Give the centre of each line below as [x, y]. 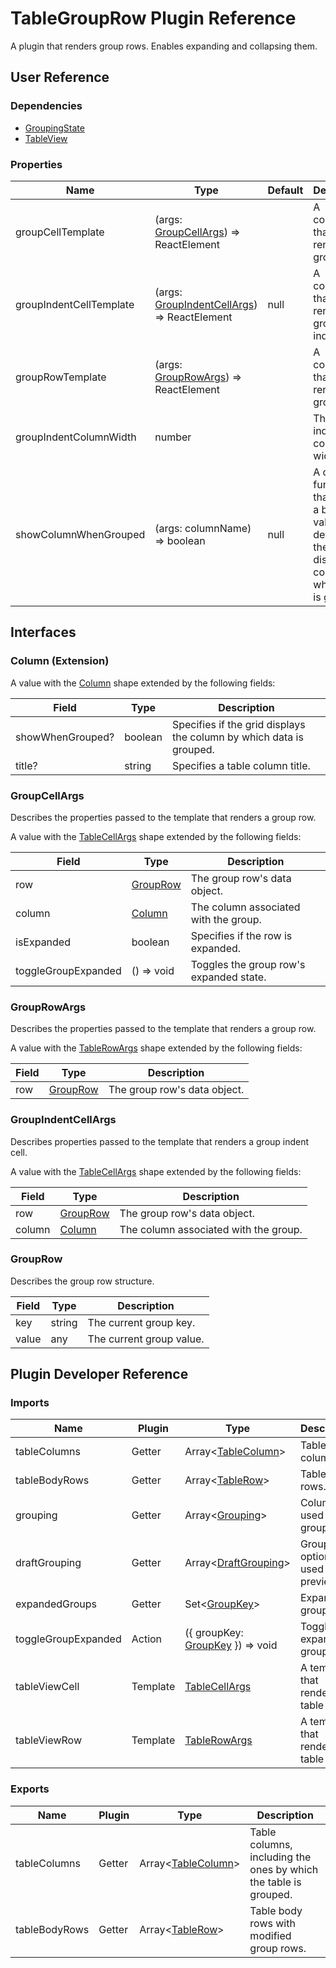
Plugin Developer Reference [99, 1374]
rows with [272, 1923]
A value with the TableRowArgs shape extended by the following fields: [156, 1048]
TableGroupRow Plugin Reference [153, 18]
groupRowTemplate [61, 377]
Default [285, 190]
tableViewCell [47, 1687]
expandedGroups [56, 1604]
